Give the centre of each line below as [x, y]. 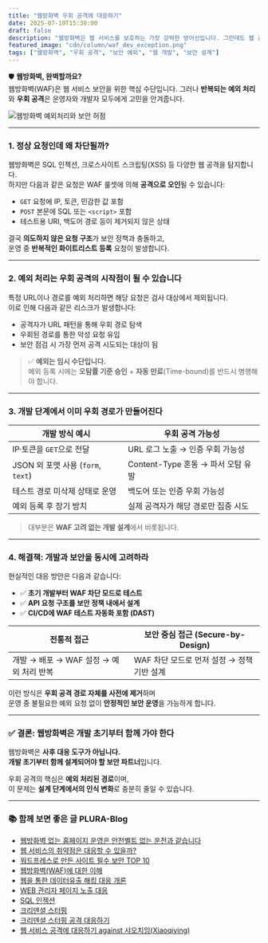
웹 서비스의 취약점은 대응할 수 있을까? [78, 851]
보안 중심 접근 [168, 635]
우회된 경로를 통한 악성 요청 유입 [70, 334]
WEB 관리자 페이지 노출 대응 [64, 890]
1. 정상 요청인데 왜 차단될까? [59, 146]
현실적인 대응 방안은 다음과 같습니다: [65, 576]
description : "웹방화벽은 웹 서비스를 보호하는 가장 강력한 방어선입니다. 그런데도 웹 [131, 38]
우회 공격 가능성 [192, 434]
